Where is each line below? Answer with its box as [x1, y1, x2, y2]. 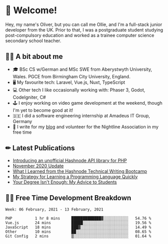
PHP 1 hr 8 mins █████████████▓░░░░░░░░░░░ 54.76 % [5, 216, 152, 221]
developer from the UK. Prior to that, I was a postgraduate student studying [5, 26, 163, 33]
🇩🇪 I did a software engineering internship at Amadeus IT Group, [12, 112, 150, 118]
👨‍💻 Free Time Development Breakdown [5, 193, 131, 202]
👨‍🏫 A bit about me [5, 52, 63, 61]
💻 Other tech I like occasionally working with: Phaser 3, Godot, [12, 86, 146, 93]
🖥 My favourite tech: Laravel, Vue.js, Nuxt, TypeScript [12, 79, 126, 85]
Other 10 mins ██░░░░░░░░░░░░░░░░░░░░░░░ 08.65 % [5, 229, 152, 234]
